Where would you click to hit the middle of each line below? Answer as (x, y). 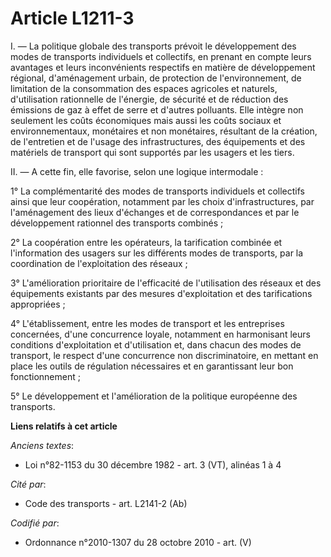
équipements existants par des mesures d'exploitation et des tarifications (161, 293)
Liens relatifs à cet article (64, 426)
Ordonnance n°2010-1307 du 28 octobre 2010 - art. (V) (138, 542)
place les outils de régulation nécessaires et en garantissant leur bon (152, 366)
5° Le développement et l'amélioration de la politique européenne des (154, 396)
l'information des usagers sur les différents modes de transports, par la (157, 253)
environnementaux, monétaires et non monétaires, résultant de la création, (164, 131)
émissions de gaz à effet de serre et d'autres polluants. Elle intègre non (157, 109)
